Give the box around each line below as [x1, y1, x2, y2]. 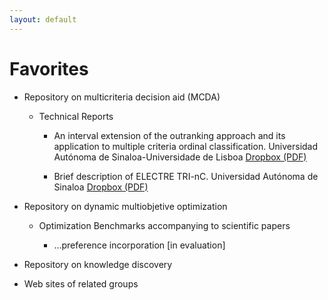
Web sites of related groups [23, 277, 139, 290]
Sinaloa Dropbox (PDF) [53, 181, 149, 193]
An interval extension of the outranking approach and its [53, 129, 286, 141]
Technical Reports [38, 110, 114, 122]
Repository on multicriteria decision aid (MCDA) [23, 91, 221, 103]
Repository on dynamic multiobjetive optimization [23, 200, 228, 212]
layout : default [9, 14, 77, 25]
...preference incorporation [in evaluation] [53, 239, 226, 251]
